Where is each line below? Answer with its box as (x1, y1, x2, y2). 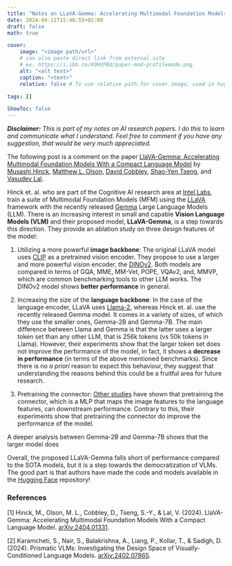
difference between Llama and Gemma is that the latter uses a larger (17, 325, 213, 334)
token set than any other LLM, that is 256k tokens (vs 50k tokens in (17, 333, 209, 341)
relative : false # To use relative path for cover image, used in (19, 80, 215, 87)
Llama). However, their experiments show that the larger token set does (17, 340, 221, 348)
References (7, 493, 47, 502)
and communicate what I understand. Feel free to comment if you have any (7, 132, 222, 140)
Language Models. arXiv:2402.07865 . (43, 551, 151, 560)
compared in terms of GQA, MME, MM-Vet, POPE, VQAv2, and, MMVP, (17, 268, 218, 276)
